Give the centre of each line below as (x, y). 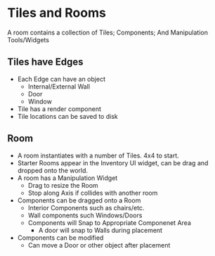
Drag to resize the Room (63, 185)
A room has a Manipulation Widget (67, 178)
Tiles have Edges (45, 62)
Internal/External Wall (59, 87)
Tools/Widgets (28, 39)
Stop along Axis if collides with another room (93, 193)
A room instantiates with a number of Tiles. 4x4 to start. (98, 155)
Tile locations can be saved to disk (67, 116)
